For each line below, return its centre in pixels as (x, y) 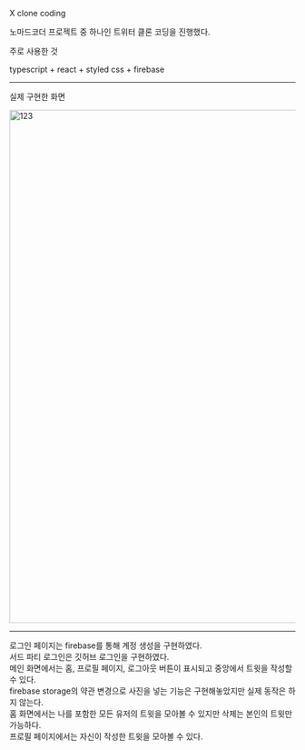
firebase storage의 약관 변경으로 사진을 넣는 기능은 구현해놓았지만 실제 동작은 (148, 691)
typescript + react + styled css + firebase (87, 69)
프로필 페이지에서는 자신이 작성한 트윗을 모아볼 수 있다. (106, 736)
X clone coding (38, 13)
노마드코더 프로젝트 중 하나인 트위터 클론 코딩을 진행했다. (110, 32)
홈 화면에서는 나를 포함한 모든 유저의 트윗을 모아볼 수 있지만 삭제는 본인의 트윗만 (151, 714)
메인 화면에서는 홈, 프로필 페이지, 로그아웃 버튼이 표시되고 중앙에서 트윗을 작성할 (151, 668)
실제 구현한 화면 (38, 96)
